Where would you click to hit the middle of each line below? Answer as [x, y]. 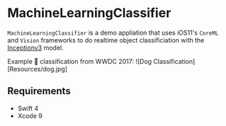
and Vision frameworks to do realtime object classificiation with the [106, 40]
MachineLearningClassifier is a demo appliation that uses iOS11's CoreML [113, 33]
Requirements [39, 91]
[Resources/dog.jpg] [38, 69]
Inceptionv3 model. [35, 47]
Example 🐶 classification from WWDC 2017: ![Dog [80, 61]
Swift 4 [28, 108]
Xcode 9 [30, 115]
